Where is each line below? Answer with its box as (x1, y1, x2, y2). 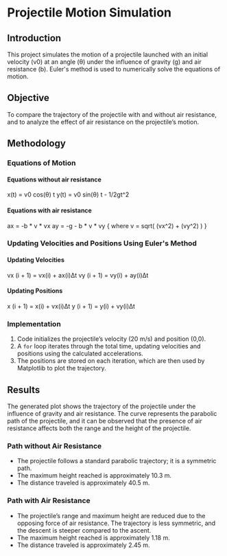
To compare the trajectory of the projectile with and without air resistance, (7, 110, 217, 118)
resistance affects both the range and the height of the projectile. (7, 424, 191, 432)
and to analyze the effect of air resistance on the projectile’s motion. (7, 118, 200, 126)
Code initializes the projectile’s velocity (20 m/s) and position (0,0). (16, 335, 206, 343)
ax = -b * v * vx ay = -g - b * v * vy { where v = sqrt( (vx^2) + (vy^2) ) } (7, 221, 207, 230)
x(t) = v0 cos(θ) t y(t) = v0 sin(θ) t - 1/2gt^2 (7, 190, 130, 199)
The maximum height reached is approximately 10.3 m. (16, 471, 172, 480)
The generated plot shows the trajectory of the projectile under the (7, 402, 196, 410)
